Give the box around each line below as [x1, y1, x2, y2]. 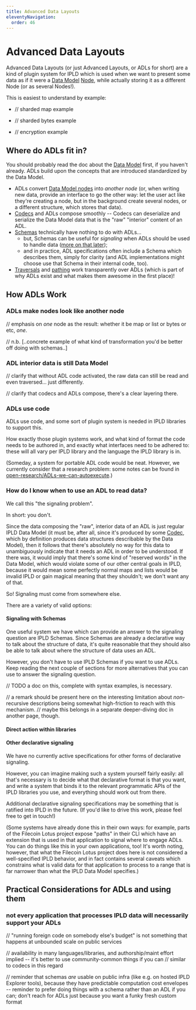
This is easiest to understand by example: [6, 95, 106, 102]
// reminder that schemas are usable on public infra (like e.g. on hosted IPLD [6, 974, 190, 981]
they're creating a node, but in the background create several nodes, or [14, 197, 187, 204]
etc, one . [6, 327, 27, 334]
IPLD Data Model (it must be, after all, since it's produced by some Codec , [6, 529, 185, 536]
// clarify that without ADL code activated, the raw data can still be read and [6, 373, 189, 380]
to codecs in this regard [6, 962, 63, 969]
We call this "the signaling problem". [6, 500, 94, 507]
